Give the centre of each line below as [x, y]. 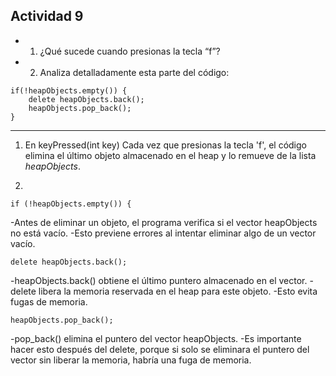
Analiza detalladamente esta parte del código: [134, 72]
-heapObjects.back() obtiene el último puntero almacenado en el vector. [159, 280]
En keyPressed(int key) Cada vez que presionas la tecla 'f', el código [165, 145]
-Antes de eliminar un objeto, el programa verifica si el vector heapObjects [164, 222]
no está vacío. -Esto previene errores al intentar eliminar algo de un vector [163, 233]
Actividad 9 [47, 16]
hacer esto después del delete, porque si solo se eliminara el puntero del [160, 349]
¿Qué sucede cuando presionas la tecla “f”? [130, 51]
